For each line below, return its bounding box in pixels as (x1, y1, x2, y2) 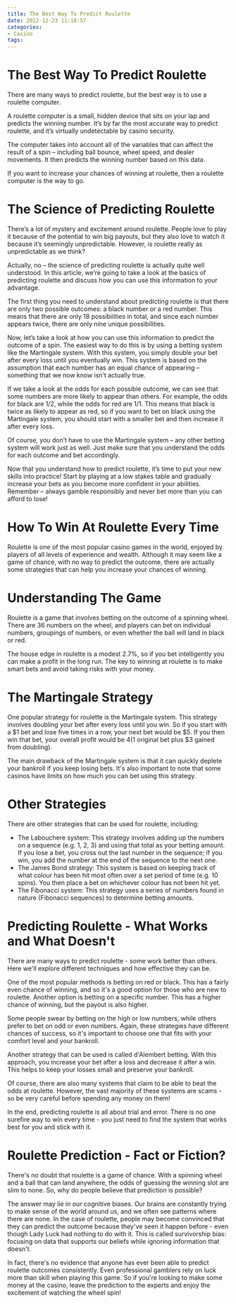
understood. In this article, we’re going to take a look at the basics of (7, 269, 206, 276)
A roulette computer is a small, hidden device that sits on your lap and (7, 112, 210, 120)
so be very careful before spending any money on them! (7, 1093, 170, 1103)
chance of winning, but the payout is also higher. (7, 1000, 149, 1009)
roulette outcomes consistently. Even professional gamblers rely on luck (7, 1266, 216, 1274)
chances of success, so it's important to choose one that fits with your (7, 1029, 212, 1038)
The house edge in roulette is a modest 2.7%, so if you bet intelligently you (7, 650, 225, 658)
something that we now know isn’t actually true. (7, 371, 146, 379)
